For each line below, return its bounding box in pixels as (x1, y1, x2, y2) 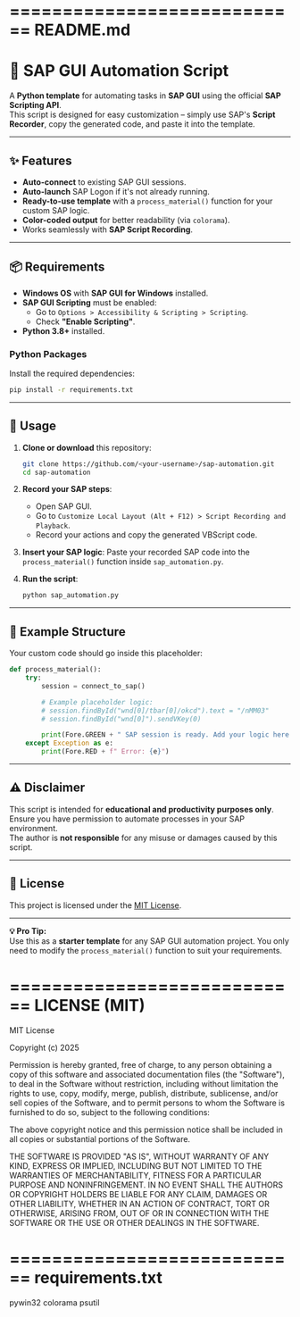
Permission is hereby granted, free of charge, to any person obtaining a (9, 1059, 272, 1070)
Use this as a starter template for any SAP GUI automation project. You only (9, 935, 290, 946)
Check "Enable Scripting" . (35, 316, 136, 327)
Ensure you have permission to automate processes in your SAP (9, 813, 246, 824)
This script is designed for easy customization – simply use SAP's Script (9, 109, 276, 121)
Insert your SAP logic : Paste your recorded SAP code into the (21, 546, 250, 558)
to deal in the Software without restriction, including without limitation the (9, 1078, 279, 1089)
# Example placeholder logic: (41, 697, 154, 706)
